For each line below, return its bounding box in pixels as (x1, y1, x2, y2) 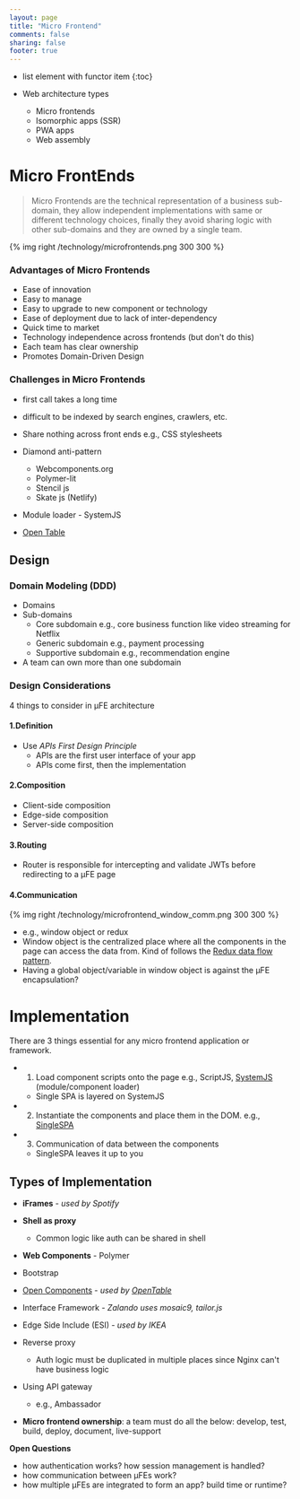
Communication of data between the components (35, 1138, 219, 1149)
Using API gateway (21, 1381, 92, 1392)
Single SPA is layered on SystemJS (35, 1091, 165, 1102)
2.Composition (9, 780, 65, 790)
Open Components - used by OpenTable (21, 1285, 172, 1296)
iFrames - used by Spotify (21, 1198, 119, 1209)
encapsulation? (21, 974, 79, 985)
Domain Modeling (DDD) (9, 580, 117, 592)
